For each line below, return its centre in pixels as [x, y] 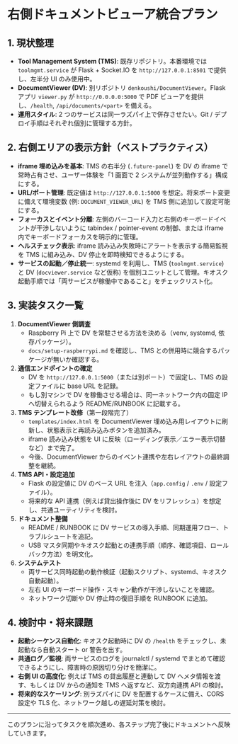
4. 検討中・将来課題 [50, 623]
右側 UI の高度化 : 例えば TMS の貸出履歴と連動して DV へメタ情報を [116, 676]
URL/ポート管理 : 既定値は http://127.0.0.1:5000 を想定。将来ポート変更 [124, 193]
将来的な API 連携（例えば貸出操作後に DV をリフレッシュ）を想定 [125, 500]
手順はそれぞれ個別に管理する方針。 [83, 123]
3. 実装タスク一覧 [45, 305]
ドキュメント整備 [42, 518]
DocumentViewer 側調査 [54, 324]
